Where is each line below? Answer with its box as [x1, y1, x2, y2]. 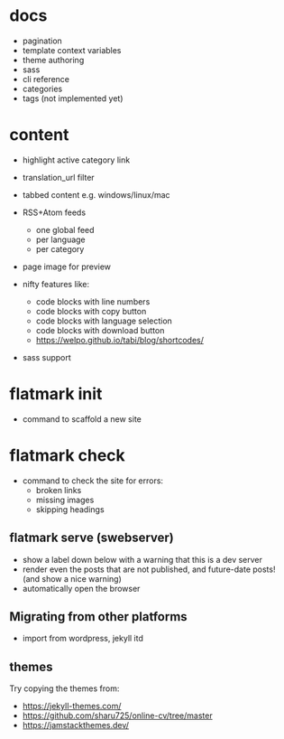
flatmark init [9, 384, 103, 405]
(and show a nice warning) [22, 573, 122, 584]
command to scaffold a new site [22, 413, 142, 425]
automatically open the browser [22, 583, 141, 594]
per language [35, 234, 86, 245]
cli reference [22, 73, 70, 84]
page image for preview [22, 261, 111, 272]
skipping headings [35, 503, 105, 515]
